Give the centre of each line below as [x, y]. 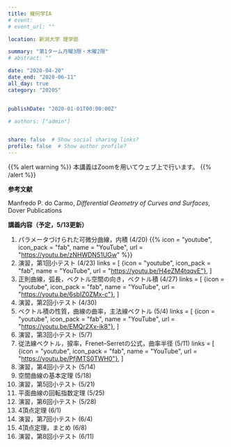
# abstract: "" [30, 58]
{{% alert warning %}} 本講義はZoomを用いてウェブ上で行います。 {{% [110, 167]
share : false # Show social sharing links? [73, 140]
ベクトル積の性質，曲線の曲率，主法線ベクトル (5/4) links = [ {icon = [116, 311]
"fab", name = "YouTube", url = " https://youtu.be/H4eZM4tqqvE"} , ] [115, 271]
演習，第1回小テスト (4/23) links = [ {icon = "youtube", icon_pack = [114, 263]
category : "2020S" [34, 90]
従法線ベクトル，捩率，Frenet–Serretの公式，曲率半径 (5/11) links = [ [116, 343]
